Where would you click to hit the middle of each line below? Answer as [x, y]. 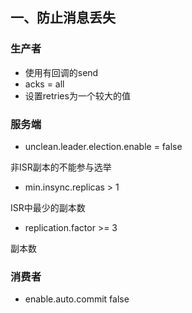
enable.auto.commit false [77, 299]
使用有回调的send [61, 72]
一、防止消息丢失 [63, 18]
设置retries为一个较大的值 [77, 95]
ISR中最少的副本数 [48, 207]
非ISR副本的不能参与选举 [61, 167]
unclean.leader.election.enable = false [103, 146]
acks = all [44, 84]
